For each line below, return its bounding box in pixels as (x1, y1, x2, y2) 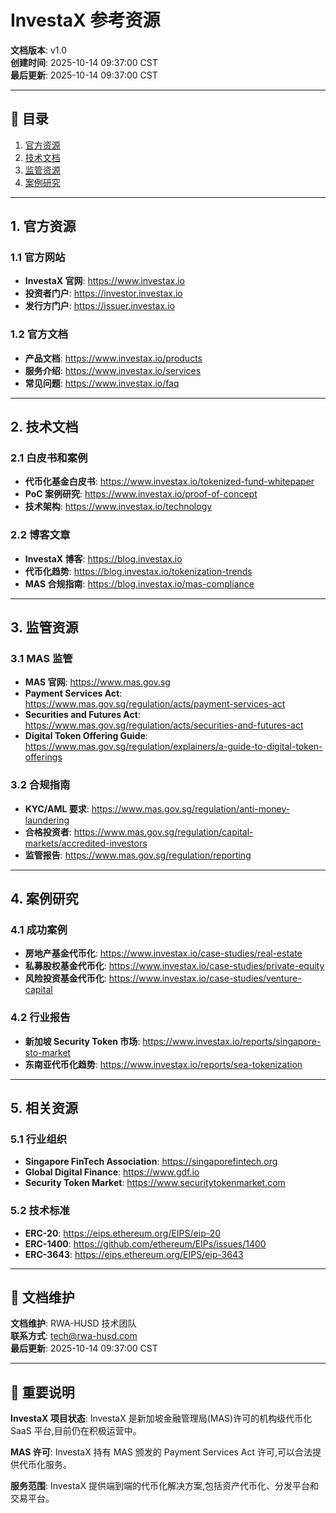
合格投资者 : (24, 826, 72, 838)
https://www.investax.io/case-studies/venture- (108, 972, 302, 985)
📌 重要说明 (10, 1384, 75, 1401)
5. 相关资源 (10, 1100, 78, 1117)
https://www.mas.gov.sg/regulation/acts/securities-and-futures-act (24, 719, 304, 731)
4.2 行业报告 (10, 1011, 71, 1025)
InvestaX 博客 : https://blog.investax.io (24, 552, 183, 565)
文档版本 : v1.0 (10, 44, 68, 56)
